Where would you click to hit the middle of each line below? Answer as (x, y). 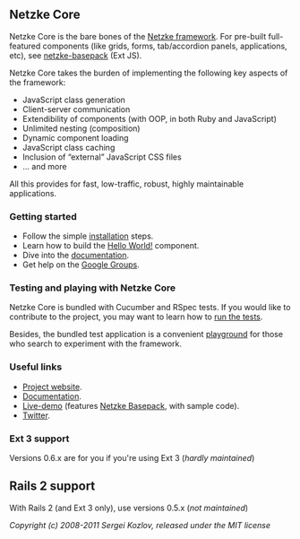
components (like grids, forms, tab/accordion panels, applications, (165, 46)
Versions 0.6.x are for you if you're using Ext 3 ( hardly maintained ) (132, 458)
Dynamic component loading (75, 137)
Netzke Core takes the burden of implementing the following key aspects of (149, 73)
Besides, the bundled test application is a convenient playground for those (146, 335)
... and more (44, 166)
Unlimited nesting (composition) (81, 128)
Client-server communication (76, 109)
